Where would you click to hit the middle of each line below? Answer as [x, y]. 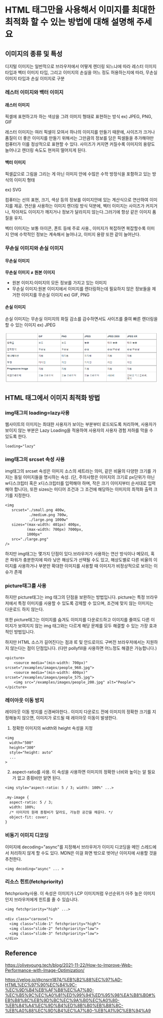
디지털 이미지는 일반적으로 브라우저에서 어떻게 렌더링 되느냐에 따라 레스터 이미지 [81, 66]
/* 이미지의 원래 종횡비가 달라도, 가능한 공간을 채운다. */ [61, 812]
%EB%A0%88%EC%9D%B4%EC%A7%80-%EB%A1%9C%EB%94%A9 [78, 1010]
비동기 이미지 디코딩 [27, 835]
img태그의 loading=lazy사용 [37, 413]
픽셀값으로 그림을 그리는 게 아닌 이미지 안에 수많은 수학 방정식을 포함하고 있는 [78, 174]
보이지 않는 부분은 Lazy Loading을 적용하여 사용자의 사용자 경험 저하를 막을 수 [79, 430]
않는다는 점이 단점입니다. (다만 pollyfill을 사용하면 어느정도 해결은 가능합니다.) [83, 648]
